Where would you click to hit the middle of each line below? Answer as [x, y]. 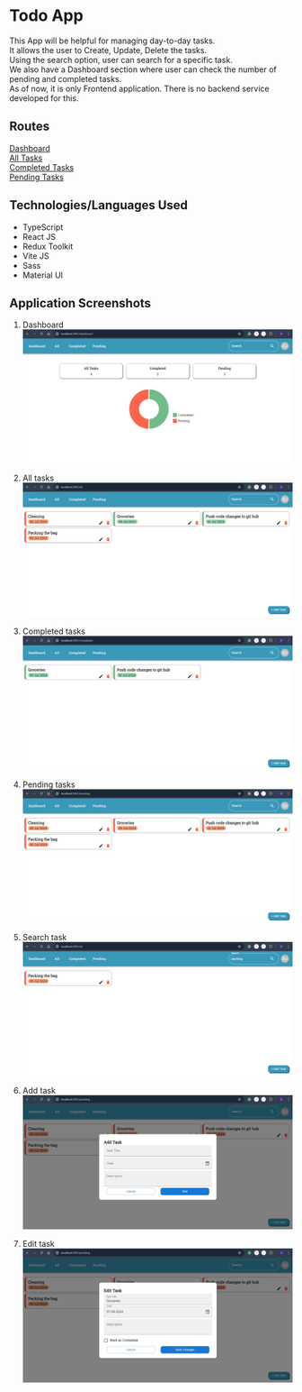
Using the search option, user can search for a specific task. [121, 60]
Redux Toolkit [48, 246]
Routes [30, 127]
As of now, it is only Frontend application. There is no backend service [139, 88]
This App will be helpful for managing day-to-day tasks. [112, 41]
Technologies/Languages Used [99, 205]
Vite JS [36, 256]
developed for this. [44, 98]
